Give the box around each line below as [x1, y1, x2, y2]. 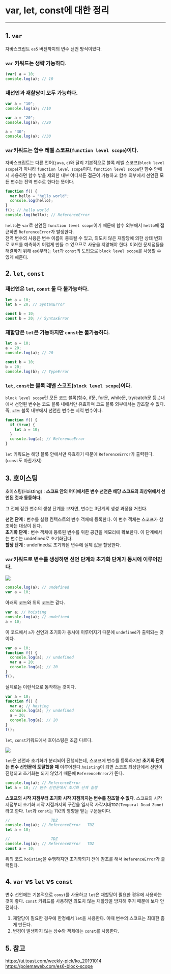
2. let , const [5, 269, 44, 278]
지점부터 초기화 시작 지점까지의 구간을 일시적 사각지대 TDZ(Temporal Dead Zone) [5, 801, 164, 807]
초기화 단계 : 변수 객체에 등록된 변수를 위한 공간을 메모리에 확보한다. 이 [5, 529, 145, 535]
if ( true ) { [10, 422, 36, 427]
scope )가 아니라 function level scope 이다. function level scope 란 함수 [5, 166, 153, 172]
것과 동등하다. [14, 494, 42, 501]
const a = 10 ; [5, 846, 36, 851]
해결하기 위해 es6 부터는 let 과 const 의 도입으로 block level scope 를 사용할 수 [5, 248, 161, 254]
